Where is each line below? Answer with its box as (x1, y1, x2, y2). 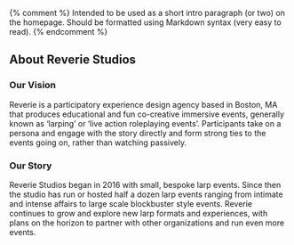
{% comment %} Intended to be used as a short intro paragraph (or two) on (9, 8, 286, 18)
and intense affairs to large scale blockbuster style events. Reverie (9, 198, 253, 208)
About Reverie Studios (9, 53, 136, 68)
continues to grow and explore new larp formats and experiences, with (9, 208, 268, 218)
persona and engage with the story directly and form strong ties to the (9, 127, 266, 138)
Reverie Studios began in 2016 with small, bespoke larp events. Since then (9, 179, 282, 190)
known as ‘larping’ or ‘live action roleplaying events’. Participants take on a (9, 118, 282, 128)
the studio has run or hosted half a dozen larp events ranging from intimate (9, 189, 283, 200)
